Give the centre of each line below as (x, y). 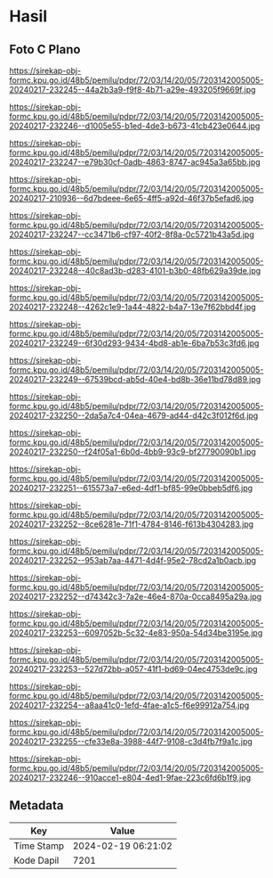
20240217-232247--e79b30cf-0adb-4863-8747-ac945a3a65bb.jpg (135, 162)
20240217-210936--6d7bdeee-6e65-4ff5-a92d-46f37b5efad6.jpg (132, 198)
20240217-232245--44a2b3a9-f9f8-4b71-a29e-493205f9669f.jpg (132, 90)
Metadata (36, 805)
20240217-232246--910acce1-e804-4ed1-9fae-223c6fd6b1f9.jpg (130, 778)
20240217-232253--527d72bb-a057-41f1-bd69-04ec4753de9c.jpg (133, 669)
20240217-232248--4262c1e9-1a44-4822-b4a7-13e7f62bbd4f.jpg (132, 307)
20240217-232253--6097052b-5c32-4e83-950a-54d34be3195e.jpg (136, 633)
